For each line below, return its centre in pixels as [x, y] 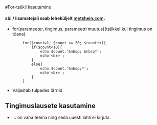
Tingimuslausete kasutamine [50, 106]
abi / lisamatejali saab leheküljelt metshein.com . [55, 18]
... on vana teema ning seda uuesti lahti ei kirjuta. [61, 117]
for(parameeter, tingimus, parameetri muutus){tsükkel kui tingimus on [82, 29]
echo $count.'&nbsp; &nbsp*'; [71, 52]
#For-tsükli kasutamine [28, 7]
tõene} [19, 34]
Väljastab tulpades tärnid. [38, 90]
